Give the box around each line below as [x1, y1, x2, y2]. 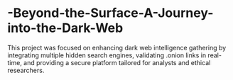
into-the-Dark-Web [7, 20, 124, 36]
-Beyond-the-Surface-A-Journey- [7, 5, 214, 21]
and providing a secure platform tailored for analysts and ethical [23, 58, 211, 67]
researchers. [7, 66, 45, 74]
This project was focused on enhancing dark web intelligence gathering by [7, 43, 227, 52]
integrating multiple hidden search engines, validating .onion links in [7, 51, 207, 59]
